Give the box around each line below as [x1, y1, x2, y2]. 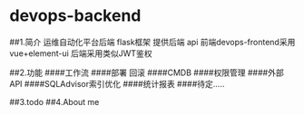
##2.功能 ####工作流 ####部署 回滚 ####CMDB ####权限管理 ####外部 [9, 67, 284, 78]
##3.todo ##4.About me [9, 96, 100, 107]
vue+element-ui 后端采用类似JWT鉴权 [9, 47, 152, 59]
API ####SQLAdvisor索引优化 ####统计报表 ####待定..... [9, 78, 225, 89]
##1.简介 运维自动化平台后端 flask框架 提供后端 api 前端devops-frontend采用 [9, 36, 296, 47]
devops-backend [9, 5, 142, 26]
